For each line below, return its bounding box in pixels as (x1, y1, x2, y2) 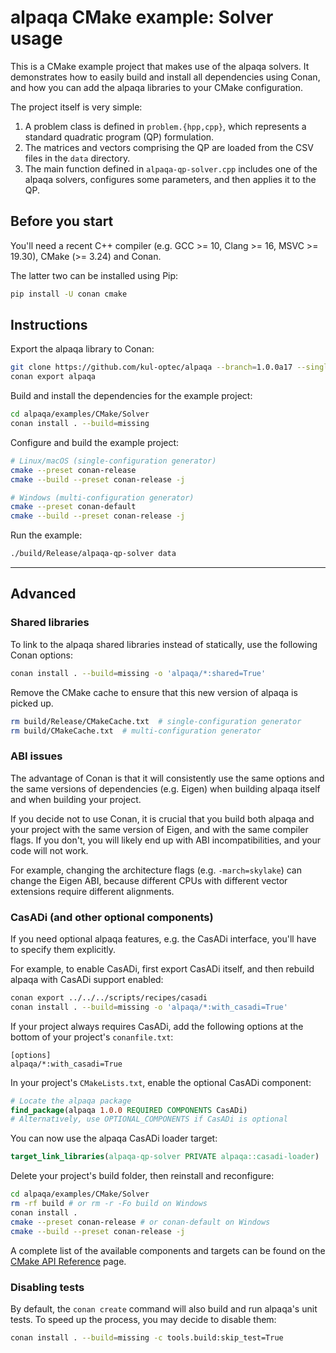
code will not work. (10, 844, 89, 856)
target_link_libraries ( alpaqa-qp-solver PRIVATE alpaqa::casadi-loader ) (10, 1152, 320, 1162)
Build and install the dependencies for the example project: (10, 390, 253, 402)
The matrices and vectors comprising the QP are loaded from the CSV (24, 141, 314, 153)
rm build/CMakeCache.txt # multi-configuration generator (10, 726, 262, 736)
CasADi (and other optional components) (10, 910, 214, 924)
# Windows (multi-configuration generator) (10, 492, 195, 503)
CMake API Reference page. (10, 1255, 127, 1267)
